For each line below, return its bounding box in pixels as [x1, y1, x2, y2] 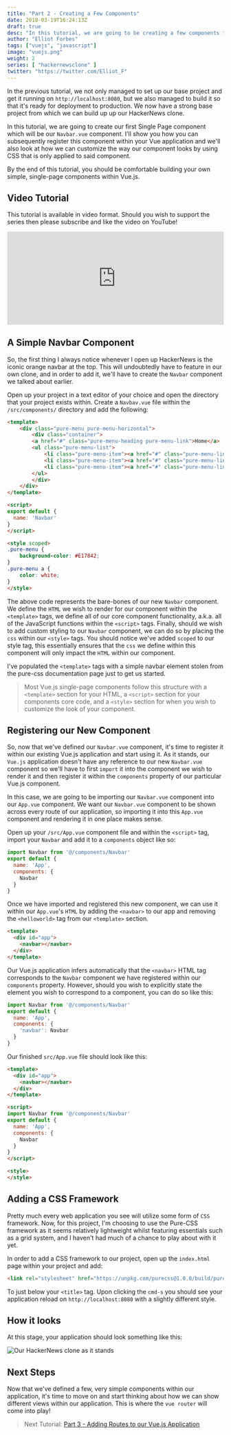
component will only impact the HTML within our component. [7, 648, 175, 656]
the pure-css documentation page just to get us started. [7, 669, 166, 677]
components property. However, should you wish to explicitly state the [7, 981, 202, 989]
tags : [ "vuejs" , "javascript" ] [7, 42, 97, 49]
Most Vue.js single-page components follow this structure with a [23, 683, 208, 691]
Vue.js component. [7, 779, 60, 788]
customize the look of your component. [23, 705, 136, 713]
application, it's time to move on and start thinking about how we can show [7, 1392, 219, 1400]
